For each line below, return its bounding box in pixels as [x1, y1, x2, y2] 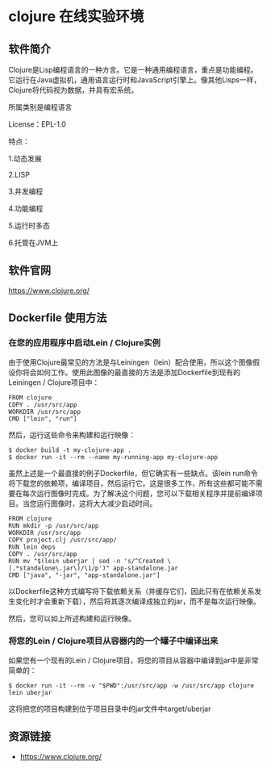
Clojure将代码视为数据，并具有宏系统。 [8, 86, 139, 94]
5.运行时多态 [8, 221, 50, 230]
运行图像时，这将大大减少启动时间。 [35, 498, 157, 508]
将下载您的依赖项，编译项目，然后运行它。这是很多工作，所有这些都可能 [8, 478, 248, 488]
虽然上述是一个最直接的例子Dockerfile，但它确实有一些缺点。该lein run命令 [8, 468, 258, 478]
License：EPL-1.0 [8, 119, 67, 129]
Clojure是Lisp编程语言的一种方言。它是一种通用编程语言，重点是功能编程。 [8, 65, 258, 74]
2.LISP [8, 170, 31, 179]
